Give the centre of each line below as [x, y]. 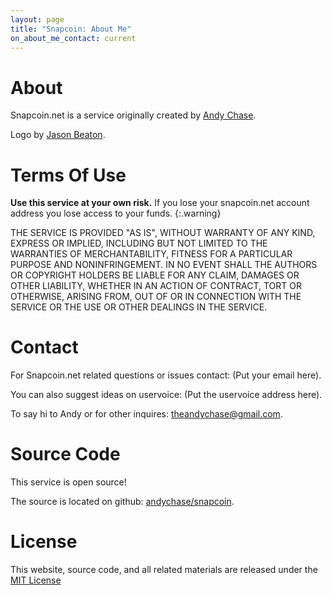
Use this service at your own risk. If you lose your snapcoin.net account [160, 203]
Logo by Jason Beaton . [58, 135]
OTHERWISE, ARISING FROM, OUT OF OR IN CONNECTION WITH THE [156, 297]
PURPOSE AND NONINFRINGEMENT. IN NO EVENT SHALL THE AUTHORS [164, 265]
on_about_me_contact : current [73, 38]
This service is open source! [68, 482]
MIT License [36, 580]
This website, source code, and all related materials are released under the [164, 570]
